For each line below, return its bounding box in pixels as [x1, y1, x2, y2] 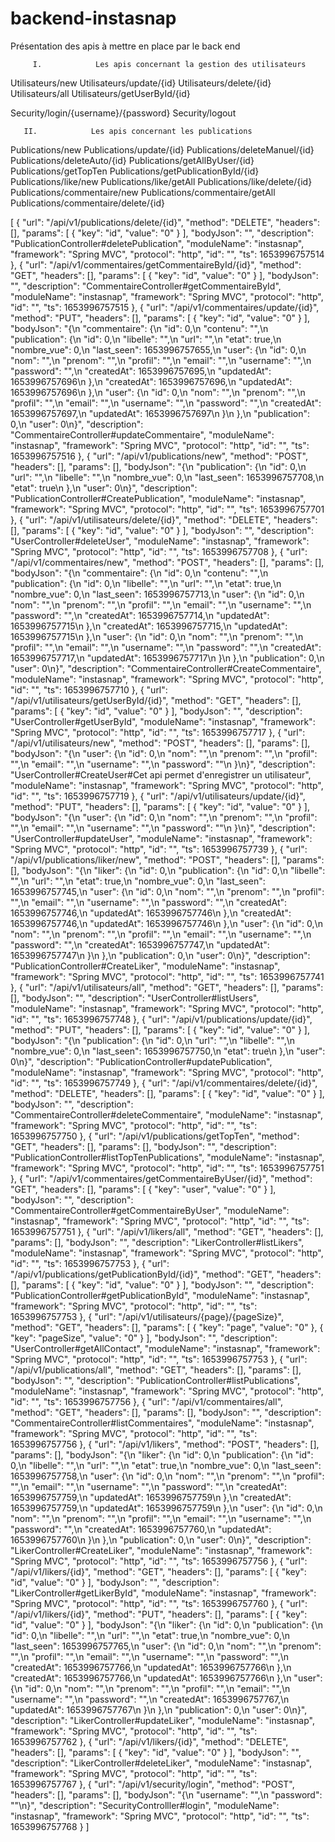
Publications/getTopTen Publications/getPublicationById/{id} [10, 165, 260, 177]
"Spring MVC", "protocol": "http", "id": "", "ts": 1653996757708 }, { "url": [10, 545, 308, 557]
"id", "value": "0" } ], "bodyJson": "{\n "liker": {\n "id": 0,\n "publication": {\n [10, 1618, 324, 1631]
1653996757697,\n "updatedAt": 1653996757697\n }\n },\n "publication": [10, 407, 310, 419]
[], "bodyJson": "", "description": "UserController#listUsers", [10, 992, 260, 1004]
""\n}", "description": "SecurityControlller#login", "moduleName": [10, 1799, 280, 1811]
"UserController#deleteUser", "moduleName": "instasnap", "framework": [10, 535, 310, 547]
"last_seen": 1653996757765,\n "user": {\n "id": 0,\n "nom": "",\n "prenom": [10, 1640, 322, 1652]
